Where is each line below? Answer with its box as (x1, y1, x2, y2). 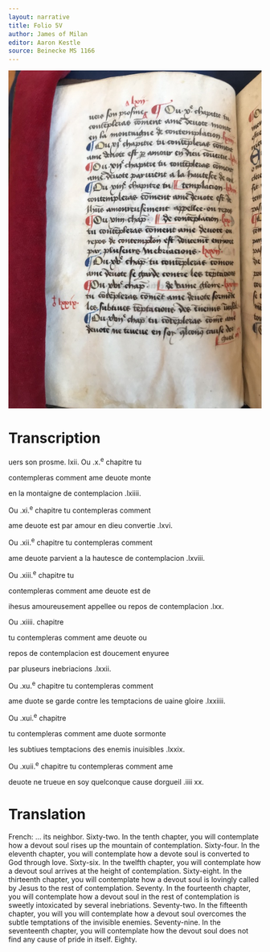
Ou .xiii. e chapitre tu (8, 569, 75, 579)
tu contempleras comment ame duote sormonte (8, 729, 166, 738)
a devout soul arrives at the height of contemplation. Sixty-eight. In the (8, 866, 243, 876)
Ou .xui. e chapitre (8, 712, 67, 723)
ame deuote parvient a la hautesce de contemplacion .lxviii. (8, 554, 206, 563)
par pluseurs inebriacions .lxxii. (8, 664, 112, 674)
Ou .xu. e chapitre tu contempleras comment (8, 679, 154, 690)
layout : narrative (8, 13, 70, 21)
